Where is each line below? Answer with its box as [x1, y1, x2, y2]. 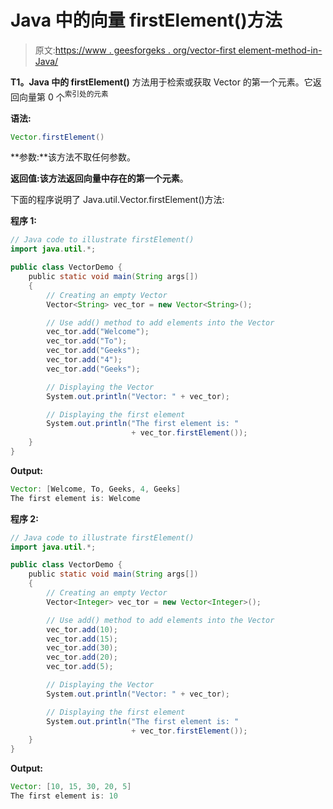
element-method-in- [238, 44, 323, 56]
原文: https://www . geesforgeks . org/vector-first [34, 44, 237, 56]
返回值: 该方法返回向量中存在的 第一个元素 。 [10, 172, 189, 185]
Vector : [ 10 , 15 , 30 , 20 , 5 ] [10, 782, 132, 792]
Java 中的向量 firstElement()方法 [10, 9, 283, 32]
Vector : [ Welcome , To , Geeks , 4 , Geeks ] [10, 484, 182, 494]
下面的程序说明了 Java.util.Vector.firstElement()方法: [10, 194, 225, 206]
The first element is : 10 [10, 791, 118, 801]
